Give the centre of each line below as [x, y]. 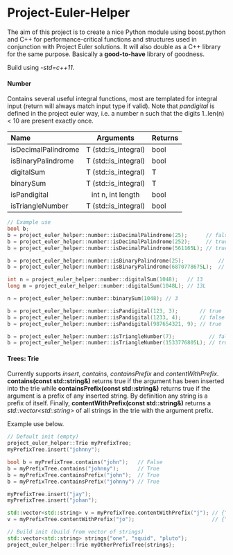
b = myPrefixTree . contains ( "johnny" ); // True [83, 468]
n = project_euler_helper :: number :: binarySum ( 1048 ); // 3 [93, 299]
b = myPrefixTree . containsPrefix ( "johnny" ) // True [83, 482]
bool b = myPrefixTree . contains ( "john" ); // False [85, 462]
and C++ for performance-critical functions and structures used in [102, 39]
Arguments [116, 138]
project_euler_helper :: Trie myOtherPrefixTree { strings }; [91, 545]
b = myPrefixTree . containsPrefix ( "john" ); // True [83, 475]
